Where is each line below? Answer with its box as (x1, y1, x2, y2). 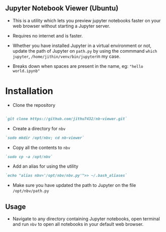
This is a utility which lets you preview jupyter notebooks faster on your (12, 17, 161, 23)
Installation (5, 86, 53, 97)
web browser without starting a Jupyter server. (12, 23, 110, 29)
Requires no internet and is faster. (12, 32, 83, 38)
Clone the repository (12, 102, 56, 108)
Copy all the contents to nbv (12, 144, 71, 150)
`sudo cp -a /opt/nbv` (5, 154, 53, 159)
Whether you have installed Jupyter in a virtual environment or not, (12, 43, 152, 49)
